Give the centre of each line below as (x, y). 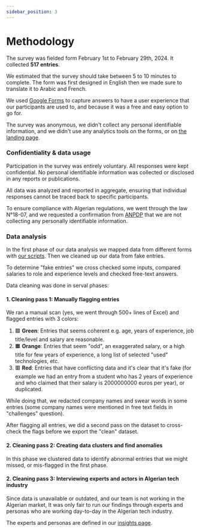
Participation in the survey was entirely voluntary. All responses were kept (97, 166)
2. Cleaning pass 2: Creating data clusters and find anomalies (84, 445)
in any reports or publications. (43, 179)
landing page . (23, 137)
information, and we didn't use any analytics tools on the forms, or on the (96, 131)
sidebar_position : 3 (32, 12)
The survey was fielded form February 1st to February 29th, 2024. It (90, 58)
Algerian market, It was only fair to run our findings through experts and (95, 504)
